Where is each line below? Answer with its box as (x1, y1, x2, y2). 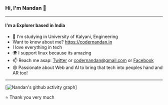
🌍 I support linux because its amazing (12, 49, 91, 55)
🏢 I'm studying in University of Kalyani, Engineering (12, 33, 118, 39)
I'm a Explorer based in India (5, 22, 65, 28)
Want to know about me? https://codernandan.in (12, 38, 112, 44)
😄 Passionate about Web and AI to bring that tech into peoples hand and (12, 64, 163, 70)
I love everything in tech (12, 44, 62, 50)
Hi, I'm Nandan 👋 (5, 4, 46, 11)
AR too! (12, 69, 28, 75)
